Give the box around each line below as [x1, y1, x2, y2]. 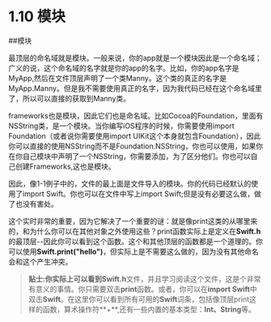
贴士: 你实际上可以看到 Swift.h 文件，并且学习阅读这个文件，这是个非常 [28, 273, 261, 284]
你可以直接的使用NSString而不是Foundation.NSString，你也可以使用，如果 [8, 141, 256, 151]
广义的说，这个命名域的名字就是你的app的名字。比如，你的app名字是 [8, 62, 240, 73]
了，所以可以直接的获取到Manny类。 [8, 93, 131, 103]
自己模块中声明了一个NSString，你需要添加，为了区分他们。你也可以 [22, 151, 251, 161]
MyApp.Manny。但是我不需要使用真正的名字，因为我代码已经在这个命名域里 [8, 83, 263, 93]
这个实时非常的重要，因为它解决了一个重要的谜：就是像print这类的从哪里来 [8, 216, 258, 225]
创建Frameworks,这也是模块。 [15, 161, 116, 171]
